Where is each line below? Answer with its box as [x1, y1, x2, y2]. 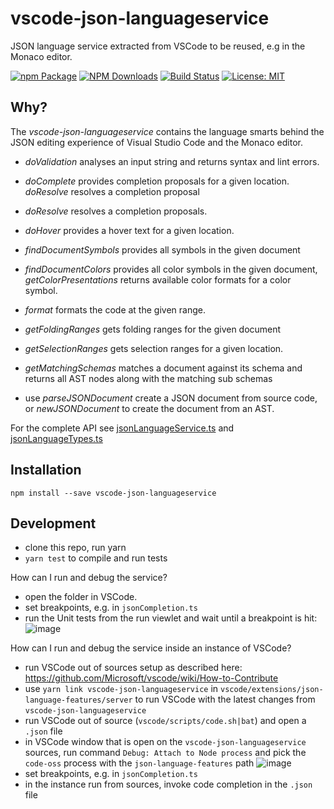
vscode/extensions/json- [220, 685, 324, 695]
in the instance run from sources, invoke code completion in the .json [24, 778, 313, 791]
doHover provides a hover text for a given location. [24, 224, 235, 236]
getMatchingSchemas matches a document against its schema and [24, 362, 303, 374]
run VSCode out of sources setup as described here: [24, 662, 243, 674]
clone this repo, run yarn [24, 542, 127, 554]
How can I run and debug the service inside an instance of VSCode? [10, 642, 292, 654]
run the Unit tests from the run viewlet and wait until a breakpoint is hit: [24, 612, 318, 624]
